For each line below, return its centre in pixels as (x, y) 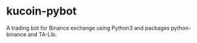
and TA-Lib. (42, 34)
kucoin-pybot (42, 11)
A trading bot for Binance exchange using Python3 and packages (88, 28)
